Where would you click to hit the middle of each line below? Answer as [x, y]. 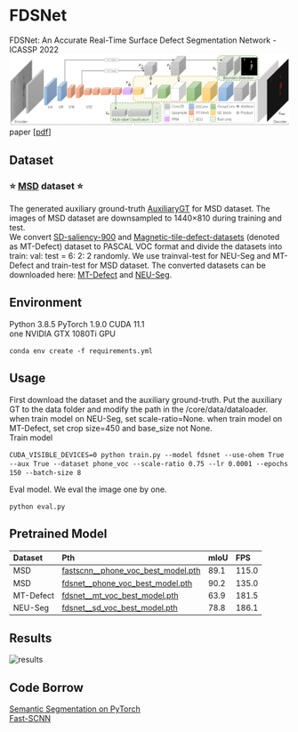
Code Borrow [47, 687]
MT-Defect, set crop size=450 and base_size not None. [111, 428]
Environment [46, 303]
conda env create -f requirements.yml [81, 351]
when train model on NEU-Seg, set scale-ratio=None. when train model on [146, 418]
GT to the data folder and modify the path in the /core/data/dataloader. [139, 409]
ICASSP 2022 [34, 49]
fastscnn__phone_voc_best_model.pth [131, 571]
